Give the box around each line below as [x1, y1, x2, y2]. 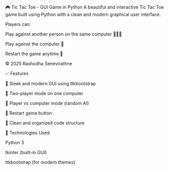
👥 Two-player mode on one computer [5, 90, 83, 96]
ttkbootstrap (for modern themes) [5, 159, 75, 165]
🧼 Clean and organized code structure [5, 120, 85, 126]
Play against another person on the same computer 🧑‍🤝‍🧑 [5, 31, 122, 37]
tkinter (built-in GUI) [5, 149, 47, 155]
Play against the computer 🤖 [5, 41, 64, 47]
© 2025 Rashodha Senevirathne [5, 60, 72, 66]
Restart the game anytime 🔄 [5, 51, 63, 57]
